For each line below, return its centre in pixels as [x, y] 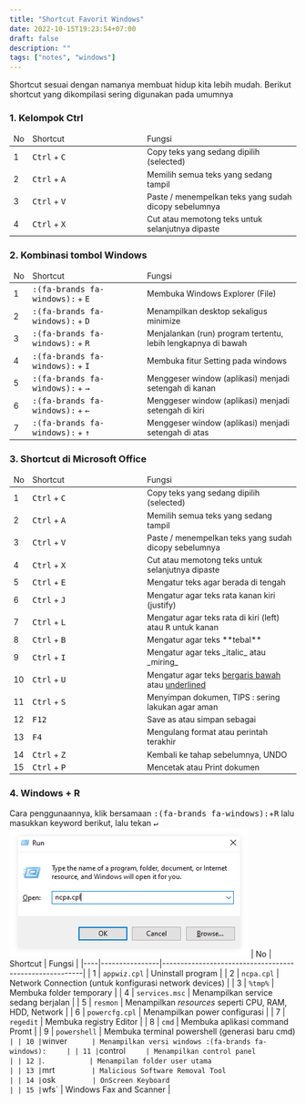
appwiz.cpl [123, 974]
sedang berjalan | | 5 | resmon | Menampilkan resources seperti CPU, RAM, [148, 1002]
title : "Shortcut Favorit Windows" [77, 19]
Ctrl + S [49, 702]
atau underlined [177, 684]
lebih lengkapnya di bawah [197, 343]
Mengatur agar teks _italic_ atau [207, 652]
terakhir [161, 741]
